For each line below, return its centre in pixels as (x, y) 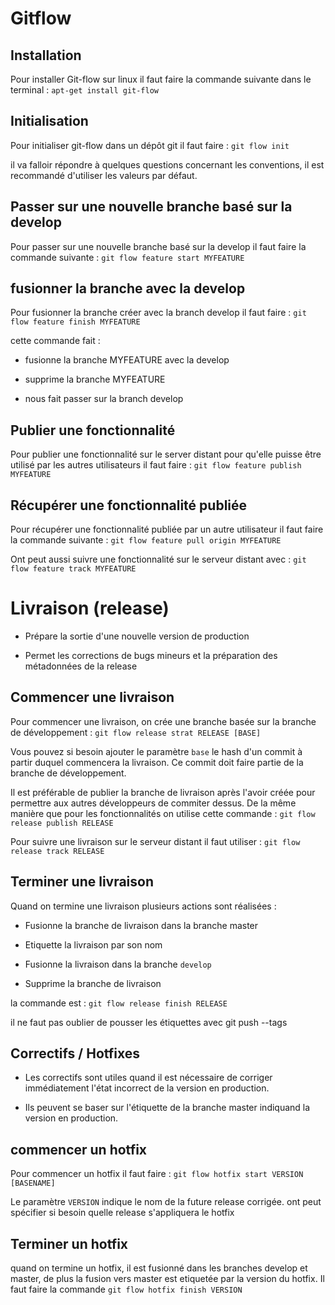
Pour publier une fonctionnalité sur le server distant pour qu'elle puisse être (166, 454)
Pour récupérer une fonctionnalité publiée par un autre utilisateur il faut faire (167, 529)
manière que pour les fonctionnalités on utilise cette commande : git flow (163, 813)
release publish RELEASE (62, 823)
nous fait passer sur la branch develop (104, 399)
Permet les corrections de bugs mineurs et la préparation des (151, 655)
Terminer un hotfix (69, 1243)
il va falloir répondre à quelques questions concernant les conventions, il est (167, 164)
